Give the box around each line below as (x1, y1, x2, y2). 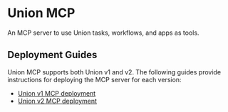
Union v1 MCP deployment (17, 89, 96, 97)
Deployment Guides (7, 49, 98, 61)
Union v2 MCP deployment (17, 96, 98, 105)
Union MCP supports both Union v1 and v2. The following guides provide (7, 67, 222, 76)
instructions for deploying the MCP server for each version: (7, 75, 182, 84)
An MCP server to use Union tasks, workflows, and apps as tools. (7, 28, 199, 37)
